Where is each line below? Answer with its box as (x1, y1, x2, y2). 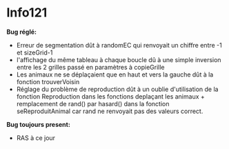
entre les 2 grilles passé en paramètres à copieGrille (16, 63, 165, 71)
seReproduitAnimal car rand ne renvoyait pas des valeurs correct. (16, 107, 203, 115)
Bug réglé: (6, 28, 37, 36)
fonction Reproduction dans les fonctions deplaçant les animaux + (16, 92, 205, 101)
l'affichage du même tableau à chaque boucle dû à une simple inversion (16, 55, 221, 63)
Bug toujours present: (6, 120, 70, 128)
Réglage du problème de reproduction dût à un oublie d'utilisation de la (16, 85, 219, 93)
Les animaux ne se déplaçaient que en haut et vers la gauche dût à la (16, 70, 214, 79)
